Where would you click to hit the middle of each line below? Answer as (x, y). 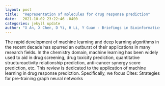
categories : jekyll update (33, 23)
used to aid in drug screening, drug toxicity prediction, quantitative (72, 57)
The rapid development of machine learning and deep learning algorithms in (82, 42)
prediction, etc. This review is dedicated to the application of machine (76, 68)
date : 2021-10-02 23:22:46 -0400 (41, 19)
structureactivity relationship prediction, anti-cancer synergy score (73, 63)
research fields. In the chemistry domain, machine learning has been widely (82, 53)
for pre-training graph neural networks (44, 79)
